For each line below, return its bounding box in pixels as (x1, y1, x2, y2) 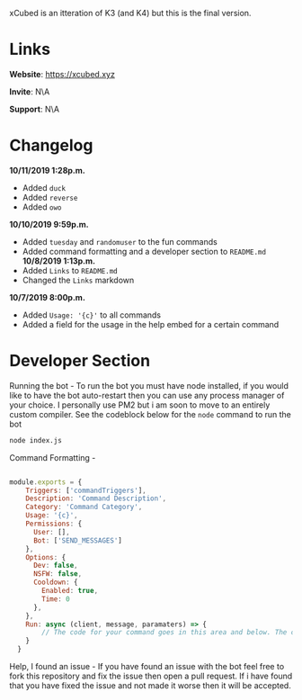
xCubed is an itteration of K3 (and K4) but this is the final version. (9, 8, 252, 18)
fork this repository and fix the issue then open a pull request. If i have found (9, 670, 293, 682)
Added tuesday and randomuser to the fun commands (22, 236, 218, 247)
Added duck (22, 182, 66, 193)
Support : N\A (9, 103, 60, 114)
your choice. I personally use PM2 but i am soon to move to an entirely (9, 399, 271, 410)
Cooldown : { (32, 578, 78, 588)
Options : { (25, 552, 67, 561)
